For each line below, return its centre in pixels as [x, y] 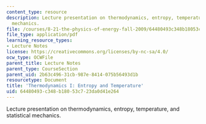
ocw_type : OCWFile [30, 57]
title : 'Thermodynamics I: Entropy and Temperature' [75, 86]
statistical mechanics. [34, 115]
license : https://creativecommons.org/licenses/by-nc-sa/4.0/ [87, 52]
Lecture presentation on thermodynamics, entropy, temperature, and [93, 109]
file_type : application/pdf [42, 35]
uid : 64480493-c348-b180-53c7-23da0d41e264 [63, 92]
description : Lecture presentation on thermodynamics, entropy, [90, 18]
